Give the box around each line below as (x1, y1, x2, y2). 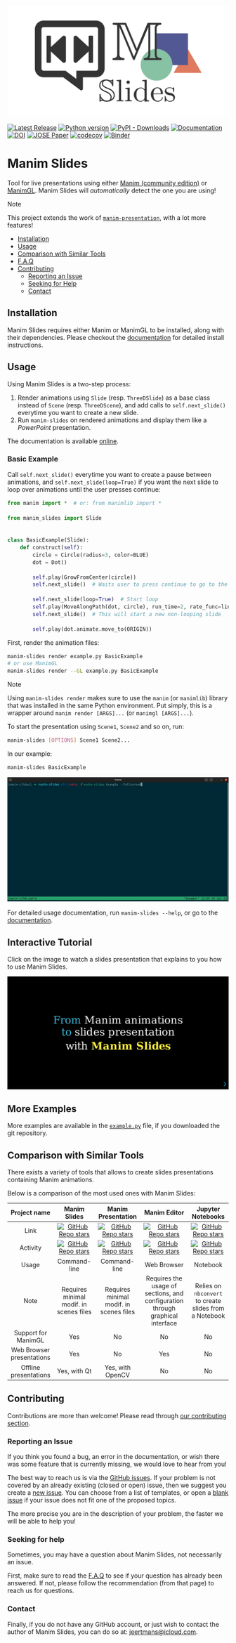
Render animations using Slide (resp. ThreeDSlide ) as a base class (17, 393, 211, 402)
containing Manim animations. (7, 1175, 95, 1184)
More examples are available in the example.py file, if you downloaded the (7, 1122, 220, 1130)
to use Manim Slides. (7, 962, 68, 971)
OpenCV (105, 1370, 130, 1379)
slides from (192, 1304, 225, 1312)
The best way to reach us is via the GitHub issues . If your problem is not (7, 1474, 216, 1482)
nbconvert (194, 1290, 223, 1297)
